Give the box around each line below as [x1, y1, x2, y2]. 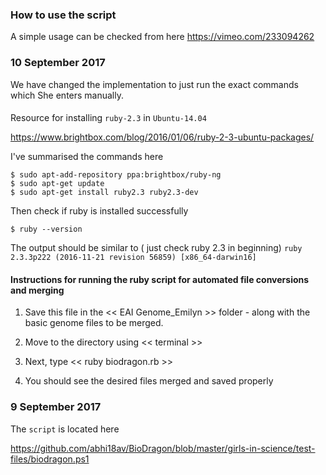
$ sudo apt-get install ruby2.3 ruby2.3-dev [10, 188, 199, 198]
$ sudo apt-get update [10, 179, 105, 189]
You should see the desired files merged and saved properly [24, 375, 274, 387]
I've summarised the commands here [10, 151, 164, 163]
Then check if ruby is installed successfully [10, 205, 189, 217]
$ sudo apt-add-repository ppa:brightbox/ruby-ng [10, 170, 222, 180]
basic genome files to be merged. [24, 317, 164, 329]
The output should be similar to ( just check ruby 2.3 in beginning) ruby [10, 242, 303, 254]
